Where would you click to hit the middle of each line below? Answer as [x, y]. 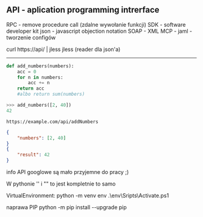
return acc [31, 88]
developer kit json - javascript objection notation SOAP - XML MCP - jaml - [99, 31]
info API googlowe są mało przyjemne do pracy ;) [67, 172]
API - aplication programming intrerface [83, 10]
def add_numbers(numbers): [40, 66]
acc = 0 [27, 72]
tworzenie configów [31, 37]
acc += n [39, 83]
